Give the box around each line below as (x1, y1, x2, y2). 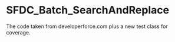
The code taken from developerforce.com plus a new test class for (6, 23, 168, 30)
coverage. (6, 29, 31, 36)
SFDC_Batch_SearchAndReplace (6, 3, 170, 17)
